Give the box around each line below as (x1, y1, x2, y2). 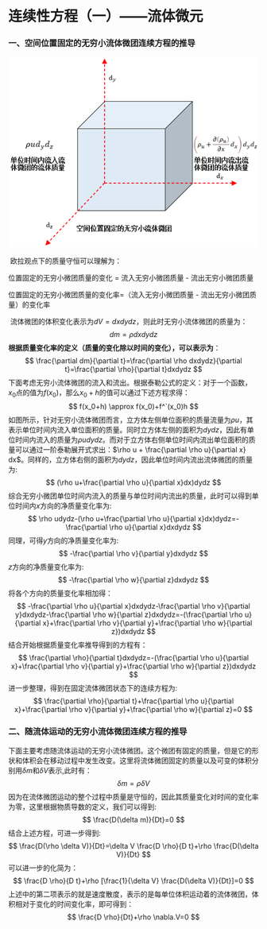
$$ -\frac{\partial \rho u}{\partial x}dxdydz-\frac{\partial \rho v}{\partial (17, 602, 250, 611)
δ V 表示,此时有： (39, 765, 93, 775)
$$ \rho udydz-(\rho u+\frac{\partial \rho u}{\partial (27, 514, 196, 524)
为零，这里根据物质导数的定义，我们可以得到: (8, 802, 157, 811)
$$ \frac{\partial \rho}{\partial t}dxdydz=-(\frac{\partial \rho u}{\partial (18, 653, 249, 663)
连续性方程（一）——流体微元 (8, 7, 204, 25)
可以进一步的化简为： (8, 863, 78, 873)
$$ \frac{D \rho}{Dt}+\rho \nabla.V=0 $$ (67, 912, 200, 922)
